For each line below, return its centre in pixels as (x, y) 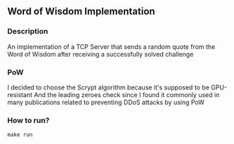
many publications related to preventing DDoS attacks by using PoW (106, 102)
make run (20, 135)
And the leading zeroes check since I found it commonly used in (127, 94)
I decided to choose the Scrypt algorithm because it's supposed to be (108, 87)
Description (28, 31)
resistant (20, 94)
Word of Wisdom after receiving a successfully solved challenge (100, 54)
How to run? (28, 120)
